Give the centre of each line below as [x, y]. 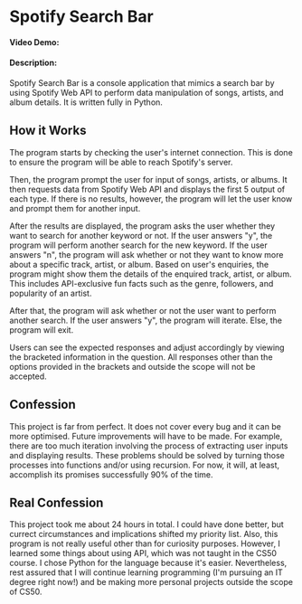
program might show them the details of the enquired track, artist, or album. [151, 274]
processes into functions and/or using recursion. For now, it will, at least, [145, 465]
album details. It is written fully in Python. [86, 102]
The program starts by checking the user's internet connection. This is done [151, 152]
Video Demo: [34, 42]
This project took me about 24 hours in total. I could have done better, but [147, 524]
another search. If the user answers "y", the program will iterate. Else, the [146, 320]
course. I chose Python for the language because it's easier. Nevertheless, [148, 563]
